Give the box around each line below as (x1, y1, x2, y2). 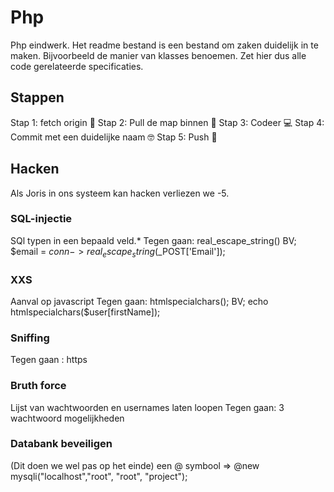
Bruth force (10, 379, 67, 393)
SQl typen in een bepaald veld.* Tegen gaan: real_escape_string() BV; (10, 234, 297, 246)
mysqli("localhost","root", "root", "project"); (10, 470, 188, 482)
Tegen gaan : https (10, 354, 88, 366)
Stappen (10, 89, 65, 106)
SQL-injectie (10, 212, 73, 226)
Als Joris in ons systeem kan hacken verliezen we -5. (10, 187, 230, 199)
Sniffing (10, 331, 50, 345)
